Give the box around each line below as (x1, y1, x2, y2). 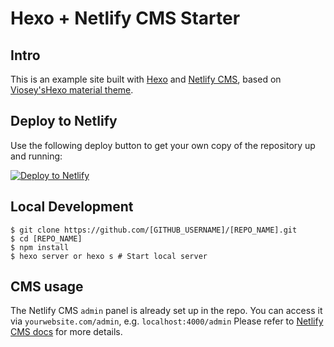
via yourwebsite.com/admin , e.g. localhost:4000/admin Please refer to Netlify (10, 315, 324, 327)
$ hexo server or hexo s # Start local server (10, 251, 208, 261)
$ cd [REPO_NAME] (10, 233, 83, 244)
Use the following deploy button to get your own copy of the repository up (10, 139, 316, 151)
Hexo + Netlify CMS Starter (10, 7, 241, 30)
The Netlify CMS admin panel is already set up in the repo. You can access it (10, 305, 323, 317)
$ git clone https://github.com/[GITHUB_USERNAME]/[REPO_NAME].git (10, 225, 298, 235)
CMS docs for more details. (10, 326, 123, 338)
